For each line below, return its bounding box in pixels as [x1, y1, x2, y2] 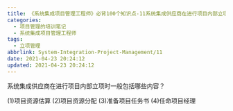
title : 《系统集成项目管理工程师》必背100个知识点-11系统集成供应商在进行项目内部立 [7, 10, 223, 17]
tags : [7, 36, 23, 43]
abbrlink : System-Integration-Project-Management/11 [7, 49, 163, 56]
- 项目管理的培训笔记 [13, 23, 67, 30]
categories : [7, 17, 42, 24]
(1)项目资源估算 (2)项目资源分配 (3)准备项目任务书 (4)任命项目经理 [7, 96, 196, 105]
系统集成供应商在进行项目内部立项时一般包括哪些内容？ [7, 81, 165, 90]
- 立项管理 [13, 42, 41, 49]
